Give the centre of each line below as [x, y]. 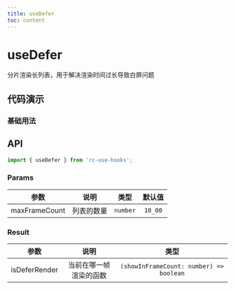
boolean [172, 274]
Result [19, 232]
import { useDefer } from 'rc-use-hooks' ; [70, 160]
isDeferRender [35, 270]
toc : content [26, 20]
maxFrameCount [38, 210]
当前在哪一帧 [89, 265]
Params [20, 177]
